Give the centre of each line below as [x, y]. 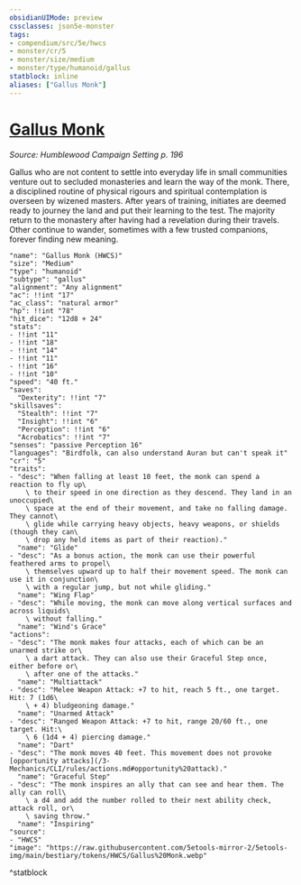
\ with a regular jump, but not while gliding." [119, 587]
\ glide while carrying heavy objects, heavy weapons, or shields [153, 524]
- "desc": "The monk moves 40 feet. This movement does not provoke [141, 753]
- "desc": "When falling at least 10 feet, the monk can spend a [134, 476]
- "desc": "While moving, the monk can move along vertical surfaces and [151, 603]
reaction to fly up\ [48, 484]
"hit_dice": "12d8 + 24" [56, 318]
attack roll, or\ [42, 808]
